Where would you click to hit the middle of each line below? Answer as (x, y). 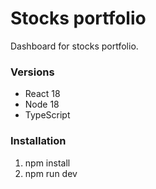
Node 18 (42, 104)
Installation (38, 141)
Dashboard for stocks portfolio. (74, 46)
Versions (32, 72)
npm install (47, 163)
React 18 (42, 94)
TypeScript (47, 115)
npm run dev (51, 173)
